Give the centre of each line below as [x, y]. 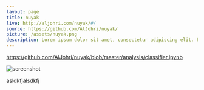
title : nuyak [23, 18]
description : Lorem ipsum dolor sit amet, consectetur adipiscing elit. [100, 40]
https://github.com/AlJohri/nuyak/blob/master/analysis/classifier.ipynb [95, 57]
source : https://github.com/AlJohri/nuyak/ [62, 29]
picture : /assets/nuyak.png [42, 34]
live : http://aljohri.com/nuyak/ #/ [51, 23]
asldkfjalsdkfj [23, 80]
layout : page [23, 12]
